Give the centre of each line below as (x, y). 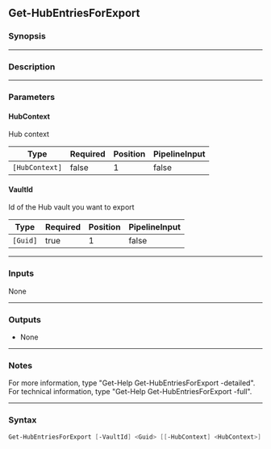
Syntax (23, 420)
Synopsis (27, 36)
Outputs (25, 319)
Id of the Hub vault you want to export (71, 207)
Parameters (31, 97)
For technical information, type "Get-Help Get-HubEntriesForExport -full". (130, 392)
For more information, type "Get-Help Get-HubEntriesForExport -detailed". (132, 383)
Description (32, 66)
